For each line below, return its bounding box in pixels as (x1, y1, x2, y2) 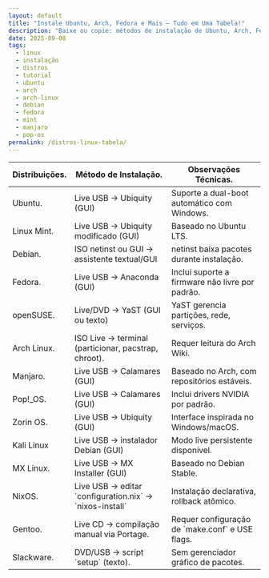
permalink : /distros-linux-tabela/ (8, 138, 127, 147)
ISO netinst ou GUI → (74, 243, 154, 255)
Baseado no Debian (171, 457, 246, 468)
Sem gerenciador (171, 546, 236, 557)
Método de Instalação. (75, 169, 163, 180)
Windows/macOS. (171, 421, 239, 432)
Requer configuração (171, 513, 251, 524)
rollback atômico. (171, 496, 236, 507)
